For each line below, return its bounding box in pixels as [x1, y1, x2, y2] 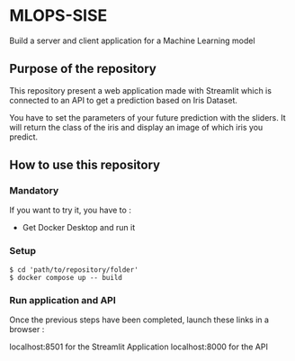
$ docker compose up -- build [9, 273, 123, 282]
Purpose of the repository [9, 61, 157, 77]
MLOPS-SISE [9, 5, 108, 26]
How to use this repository [9, 158, 161, 173]
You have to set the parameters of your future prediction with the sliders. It [9, 112, 286, 122]
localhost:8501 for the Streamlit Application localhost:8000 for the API [9, 341, 268, 352]
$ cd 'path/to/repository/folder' [9, 265, 139, 275]
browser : [9, 324, 45, 335]
